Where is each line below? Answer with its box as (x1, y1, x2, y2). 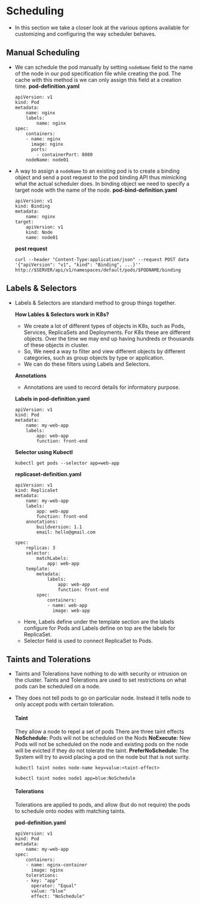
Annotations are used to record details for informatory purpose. (23, 384, 180, 391)
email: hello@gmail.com (36, 529, 96, 535)
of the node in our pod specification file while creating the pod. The (14, 70, 181, 77)
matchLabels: (36, 555, 69, 561)
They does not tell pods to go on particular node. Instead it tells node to (14, 694, 191, 701)
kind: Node (26, 229, 53, 235)
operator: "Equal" (30, 882, 77, 888)
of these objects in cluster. (23, 341, 90, 348)
